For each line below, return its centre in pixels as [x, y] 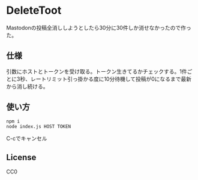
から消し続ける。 [27, 86]
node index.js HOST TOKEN [38, 126]
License [21, 157]
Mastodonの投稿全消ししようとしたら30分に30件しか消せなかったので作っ [99, 28]
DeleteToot [34, 10]
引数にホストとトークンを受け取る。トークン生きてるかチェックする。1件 [97, 71]
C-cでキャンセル [27, 138]
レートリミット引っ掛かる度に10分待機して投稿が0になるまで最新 [111, 79]
